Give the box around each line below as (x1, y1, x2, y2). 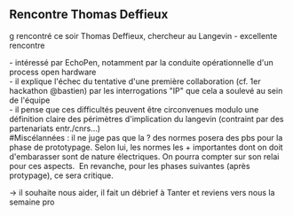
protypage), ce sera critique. (9, 170, 114, 181)
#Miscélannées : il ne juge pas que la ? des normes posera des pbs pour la (9, 132, 283, 143)
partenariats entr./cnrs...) (9, 123, 100, 134)
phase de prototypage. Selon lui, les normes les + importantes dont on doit (9, 142, 283, 152)
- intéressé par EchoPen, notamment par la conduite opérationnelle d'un (9, 57, 273, 67)
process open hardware (9, 66, 97, 77)
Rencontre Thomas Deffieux (9, 7, 169, 22)
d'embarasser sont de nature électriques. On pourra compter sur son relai (9, 150, 280, 162)
